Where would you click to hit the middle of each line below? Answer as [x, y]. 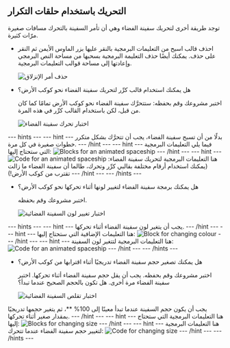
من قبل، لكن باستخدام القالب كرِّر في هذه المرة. [79, 110]
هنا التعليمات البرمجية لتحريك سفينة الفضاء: [163, 159]
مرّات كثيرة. [23, 35]
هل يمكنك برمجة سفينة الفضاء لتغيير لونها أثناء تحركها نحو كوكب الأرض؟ [108, 186]
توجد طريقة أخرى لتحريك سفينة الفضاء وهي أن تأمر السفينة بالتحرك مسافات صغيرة [114, 27]
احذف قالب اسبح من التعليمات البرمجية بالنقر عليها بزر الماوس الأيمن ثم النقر [116, 48]
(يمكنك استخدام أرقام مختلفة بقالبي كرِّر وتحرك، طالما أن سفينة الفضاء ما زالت [108, 166]
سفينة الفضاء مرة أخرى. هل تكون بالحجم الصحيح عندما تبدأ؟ [94, 282]
